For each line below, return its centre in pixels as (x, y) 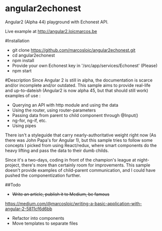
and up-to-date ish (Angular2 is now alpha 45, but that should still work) (77, 90)
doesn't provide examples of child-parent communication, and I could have (80, 170)
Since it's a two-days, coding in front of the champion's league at (71, 160)
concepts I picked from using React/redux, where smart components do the (81, 145)
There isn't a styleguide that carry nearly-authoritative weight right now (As (81, 135)
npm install (23, 60)
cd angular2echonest (33, 55)
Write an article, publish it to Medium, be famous (61, 194)
